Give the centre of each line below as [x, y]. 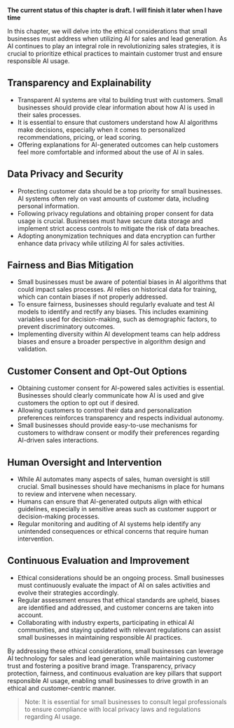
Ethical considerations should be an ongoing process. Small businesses [121, 577]
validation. [32, 349]
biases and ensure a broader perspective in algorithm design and [111, 342]
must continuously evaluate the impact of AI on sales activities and [113, 585]
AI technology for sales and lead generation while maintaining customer [111, 658]
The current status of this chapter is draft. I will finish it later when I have [115, 10]
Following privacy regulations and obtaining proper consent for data [115, 213]
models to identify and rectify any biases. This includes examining [113, 312]
